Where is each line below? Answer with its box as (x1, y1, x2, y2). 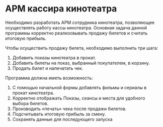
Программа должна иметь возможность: (5, 75, 93, 81)
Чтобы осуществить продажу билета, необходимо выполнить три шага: (5, 45, 158, 51)
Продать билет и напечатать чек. (12, 65, 83, 71)
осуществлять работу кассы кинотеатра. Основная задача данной (5, 24, 148, 30)
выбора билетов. (12, 100, 49, 106)
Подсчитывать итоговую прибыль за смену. (12, 111, 106, 117)
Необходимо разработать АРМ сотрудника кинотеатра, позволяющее (5, 19, 155, 25)
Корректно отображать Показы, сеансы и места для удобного (12, 95, 146, 101)
